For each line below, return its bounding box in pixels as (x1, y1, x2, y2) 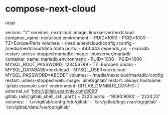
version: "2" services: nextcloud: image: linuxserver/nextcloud (5, 29, 134, 35)
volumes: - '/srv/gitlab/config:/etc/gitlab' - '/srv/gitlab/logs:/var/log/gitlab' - (5, 98, 160, 104)
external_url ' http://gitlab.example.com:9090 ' (5, 88, 99, 94)
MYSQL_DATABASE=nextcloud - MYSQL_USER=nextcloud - (5, 66, 129, 73)
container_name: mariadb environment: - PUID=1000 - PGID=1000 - (5, 56, 145, 62)
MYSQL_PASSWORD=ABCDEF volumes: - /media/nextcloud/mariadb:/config (5, 72, 163, 78)
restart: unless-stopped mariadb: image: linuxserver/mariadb (5, 51, 131, 57)
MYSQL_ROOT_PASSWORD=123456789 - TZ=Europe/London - (5, 61, 136, 67)
